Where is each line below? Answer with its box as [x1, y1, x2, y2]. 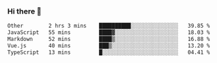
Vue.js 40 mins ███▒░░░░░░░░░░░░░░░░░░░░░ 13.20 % [7, 42, 211, 49]
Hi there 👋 [7, 6, 42, 16]
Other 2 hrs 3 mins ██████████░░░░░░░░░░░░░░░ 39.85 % [7, 23, 211, 30]
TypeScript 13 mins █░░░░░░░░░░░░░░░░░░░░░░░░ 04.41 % [7, 49, 211, 56]
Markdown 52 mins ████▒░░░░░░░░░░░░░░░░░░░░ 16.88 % [7, 35, 211, 43]
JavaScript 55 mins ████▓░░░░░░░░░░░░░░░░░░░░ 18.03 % [7, 29, 211, 36]
